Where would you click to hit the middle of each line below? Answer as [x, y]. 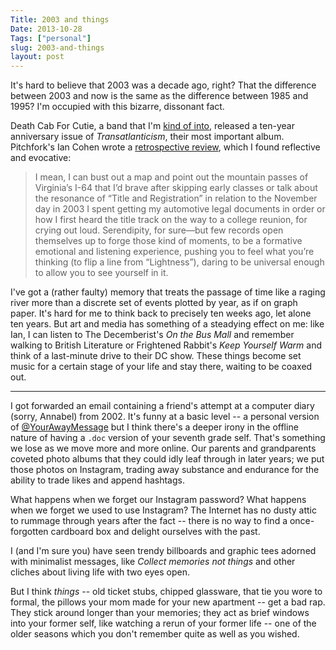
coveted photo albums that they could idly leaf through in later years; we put [167, 459]
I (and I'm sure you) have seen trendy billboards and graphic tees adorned [163, 551]
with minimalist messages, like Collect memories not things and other [153, 562]
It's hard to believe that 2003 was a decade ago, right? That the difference [163, 85]
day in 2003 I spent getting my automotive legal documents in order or [180, 209]
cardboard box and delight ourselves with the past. [155, 532]
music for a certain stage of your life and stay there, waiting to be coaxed [161, 367]
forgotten [29, 532]
